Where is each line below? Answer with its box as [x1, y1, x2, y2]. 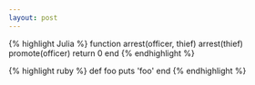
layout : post [8, 13, 58, 23]
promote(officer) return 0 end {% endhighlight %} [8, 47, 195, 59]
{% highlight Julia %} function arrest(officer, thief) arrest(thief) [8, 38, 243, 49]
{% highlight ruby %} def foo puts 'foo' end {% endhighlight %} [8, 65, 247, 76]
